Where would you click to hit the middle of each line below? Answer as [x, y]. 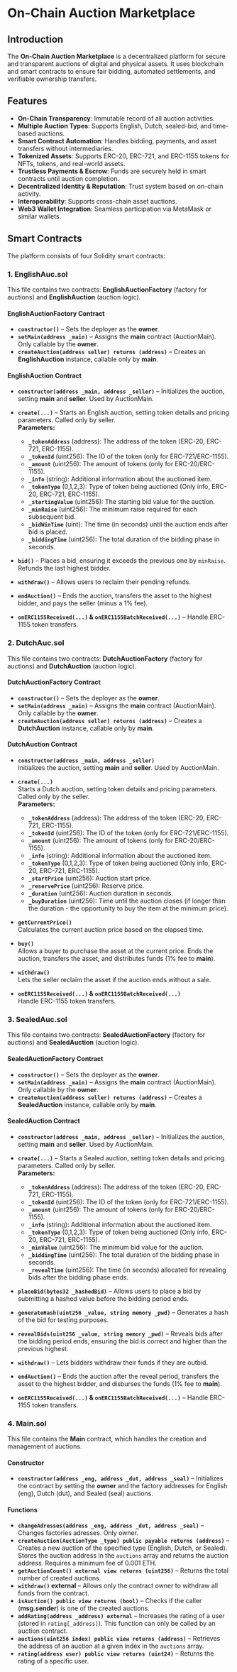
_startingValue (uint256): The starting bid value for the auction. [121, 502]
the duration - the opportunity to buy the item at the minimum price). [128, 908]
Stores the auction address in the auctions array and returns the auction [123, 1556]
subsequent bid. [52, 517]
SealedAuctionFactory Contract [55, 1058]
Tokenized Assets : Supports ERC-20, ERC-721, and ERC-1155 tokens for [123, 156]
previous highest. [43, 1348]
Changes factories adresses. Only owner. [78, 1533]
